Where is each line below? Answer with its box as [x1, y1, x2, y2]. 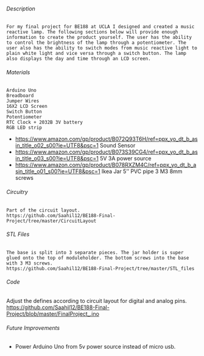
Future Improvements [6, 324, 60, 332]
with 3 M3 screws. [6, 260, 53, 266]
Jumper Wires [6, 98, 40, 104]
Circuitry [6, 188, 29, 195]
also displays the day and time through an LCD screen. [6, 55, 151, 62]
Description [6, 5, 35, 12]
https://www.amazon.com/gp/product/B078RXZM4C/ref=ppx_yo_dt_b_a [15, 162, 197, 169]
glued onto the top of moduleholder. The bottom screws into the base [6, 255, 189, 261]
